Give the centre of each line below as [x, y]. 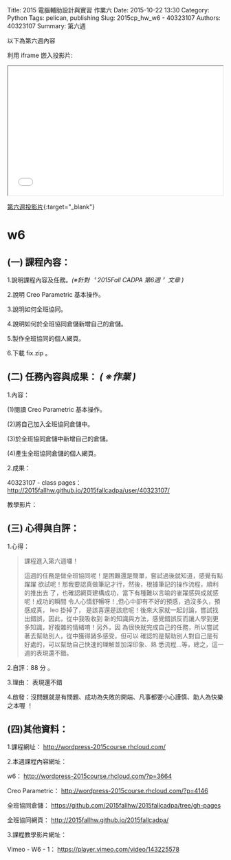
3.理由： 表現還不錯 [35, 682]
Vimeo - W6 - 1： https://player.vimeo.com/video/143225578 [93, 850]
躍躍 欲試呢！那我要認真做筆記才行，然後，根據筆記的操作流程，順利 [121, 584]
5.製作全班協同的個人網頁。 [46, 338]
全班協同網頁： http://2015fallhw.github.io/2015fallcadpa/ [88, 820]
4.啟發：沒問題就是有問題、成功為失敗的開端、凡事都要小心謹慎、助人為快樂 [115, 697]
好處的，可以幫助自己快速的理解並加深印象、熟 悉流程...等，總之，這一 [124, 644]
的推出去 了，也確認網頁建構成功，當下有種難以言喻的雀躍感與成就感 [121, 592]
